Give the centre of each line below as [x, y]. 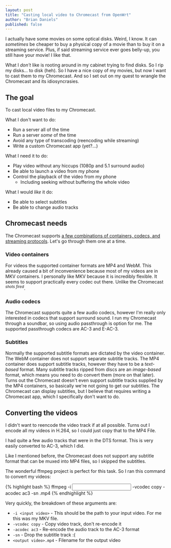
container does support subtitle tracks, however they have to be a [75, 364]
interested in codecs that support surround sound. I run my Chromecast [81, 318]
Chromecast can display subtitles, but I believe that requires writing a [78, 391]
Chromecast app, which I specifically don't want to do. [63, 397]
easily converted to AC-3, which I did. [45, 446]
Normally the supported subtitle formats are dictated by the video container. [85, 353]
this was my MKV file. [35, 519]
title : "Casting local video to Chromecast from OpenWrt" [68, 15]
